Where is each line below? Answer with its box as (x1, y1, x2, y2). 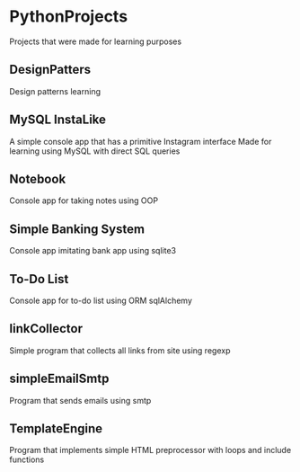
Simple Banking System (9, 221, 146, 236)
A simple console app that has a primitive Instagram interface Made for (9, 136, 272, 147)
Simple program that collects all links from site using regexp (9, 344, 231, 356)
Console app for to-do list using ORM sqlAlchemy (9, 295, 193, 306)
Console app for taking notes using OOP (9, 195, 159, 206)
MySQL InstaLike (9, 112, 106, 128)
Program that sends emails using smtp (9, 395, 152, 405)
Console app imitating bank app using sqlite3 (9, 245, 177, 256)
